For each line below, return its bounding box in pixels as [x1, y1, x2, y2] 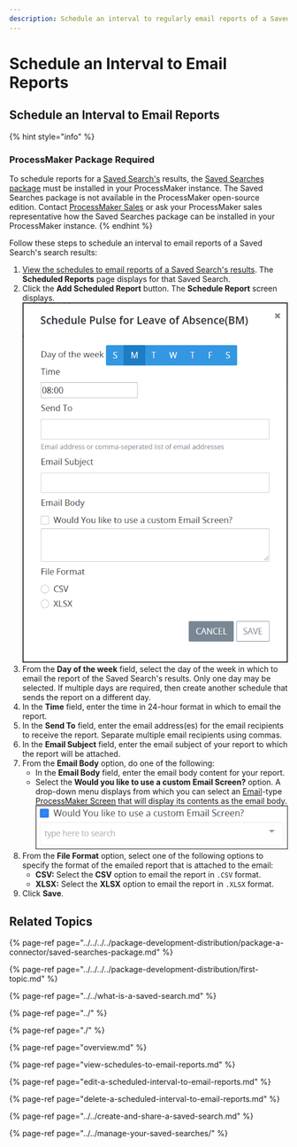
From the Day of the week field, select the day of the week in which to [21, 664, 278, 675]
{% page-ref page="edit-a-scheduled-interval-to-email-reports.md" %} [9, 1077, 271, 1088]
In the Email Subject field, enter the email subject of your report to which [21, 739, 288, 750]
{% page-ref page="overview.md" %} [9, 1042, 148, 1053]
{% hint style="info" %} [9, 131, 95, 142]
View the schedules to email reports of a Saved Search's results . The [21, 264, 274, 275]
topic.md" [9, 973, 46, 984]
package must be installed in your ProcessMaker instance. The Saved [9, 183, 263, 193]
